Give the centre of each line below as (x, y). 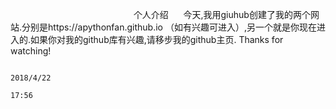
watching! (31, 51)
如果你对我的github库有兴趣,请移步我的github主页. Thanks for (157, 39)
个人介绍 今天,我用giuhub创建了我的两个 (222, 14)
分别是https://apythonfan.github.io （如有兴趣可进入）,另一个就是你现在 (169, 27)
